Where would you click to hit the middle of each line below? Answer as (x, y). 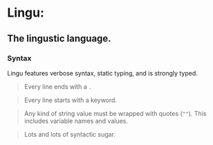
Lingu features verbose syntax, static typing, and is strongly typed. (103, 73)
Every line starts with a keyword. (71, 100)
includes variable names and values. (76, 121)
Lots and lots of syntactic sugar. (70, 134)
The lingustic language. (59, 39)
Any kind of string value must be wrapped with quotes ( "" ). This (115, 113)
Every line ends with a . (58, 86)
